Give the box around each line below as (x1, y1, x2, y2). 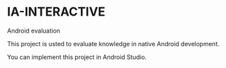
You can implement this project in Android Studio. (7, 52, 147, 61)
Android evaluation (7, 27, 60, 35)
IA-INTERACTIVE (7, 4, 106, 20)
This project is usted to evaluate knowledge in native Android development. (7, 39, 220, 48)
